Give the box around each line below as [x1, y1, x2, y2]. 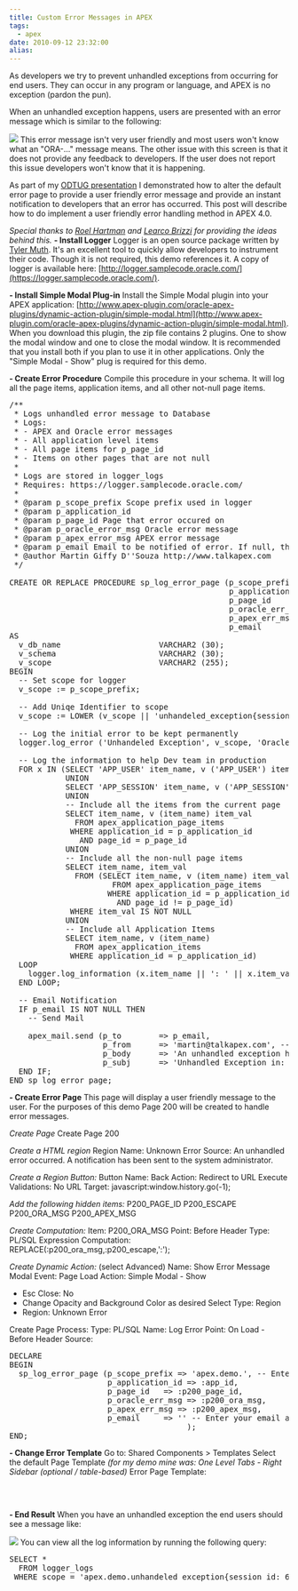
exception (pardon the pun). [9, 90, 112, 100]
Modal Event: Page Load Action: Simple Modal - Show [9, 1271, 207, 1282]
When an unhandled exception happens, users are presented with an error [9, 107, 281, 117]
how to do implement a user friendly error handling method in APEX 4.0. [9, 208, 272, 219]
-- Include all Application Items [65, 924, 216, 934]
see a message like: [9, 1519, 82, 1530]
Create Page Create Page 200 [9, 1128, 120, 1139]
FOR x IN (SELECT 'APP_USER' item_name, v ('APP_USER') [18, 764, 267, 774]
